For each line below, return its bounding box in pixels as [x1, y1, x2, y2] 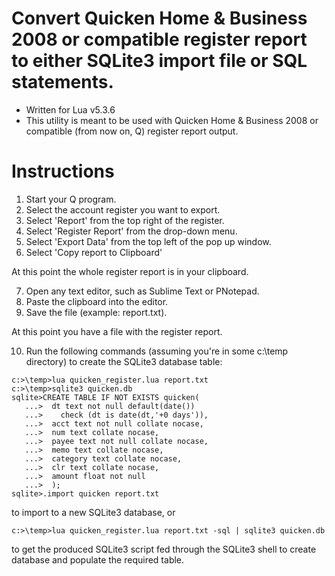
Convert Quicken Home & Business [11, 7, 308, 30]
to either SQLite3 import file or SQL [11, 50, 308, 72]
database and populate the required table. [11, 553, 185, 566]
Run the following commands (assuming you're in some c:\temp [25, 345, 289, 357]
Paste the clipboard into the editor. [25, 295, 169, 307]
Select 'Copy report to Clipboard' [25, 246, 163, 258]
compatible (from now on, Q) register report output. [25, 125, 239, 137]
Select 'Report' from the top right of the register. [25, 214, 225, 226]
